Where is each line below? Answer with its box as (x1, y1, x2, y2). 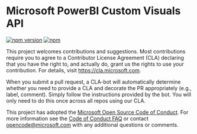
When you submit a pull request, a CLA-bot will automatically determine (6, 78, 181, 85)
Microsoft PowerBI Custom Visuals (6, 4, 181, 18)
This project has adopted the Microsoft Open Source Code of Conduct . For (6, 109, 189, 116)
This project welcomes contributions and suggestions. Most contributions (6, 47, 186, 55)
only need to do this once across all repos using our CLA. (6, 97, 146, 104)
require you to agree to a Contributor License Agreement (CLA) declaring (6, 54, 185, 61)
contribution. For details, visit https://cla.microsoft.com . (6, 66, 141, 74)
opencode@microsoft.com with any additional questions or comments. (6, 121, 179, 128)
